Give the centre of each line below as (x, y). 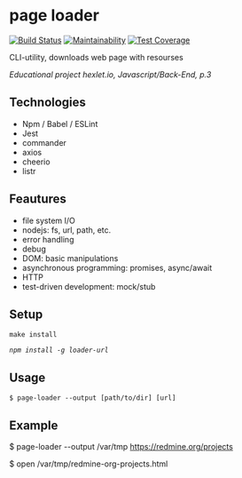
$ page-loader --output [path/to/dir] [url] (93, 398)
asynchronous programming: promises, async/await (117, 267)
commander (44, 142)
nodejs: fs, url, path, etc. (66, 230)
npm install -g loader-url (59, 351)
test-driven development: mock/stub (89, 286)
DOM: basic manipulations (70, 258)
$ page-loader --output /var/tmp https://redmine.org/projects (121, 446)
